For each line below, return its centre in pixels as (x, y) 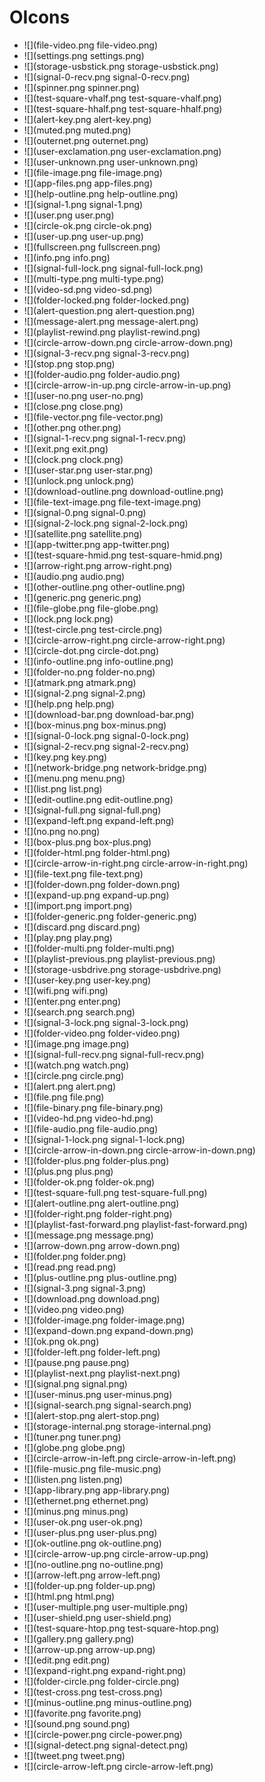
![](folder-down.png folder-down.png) (102, 884)
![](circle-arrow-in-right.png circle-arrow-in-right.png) (136, 863)
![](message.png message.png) (88, 1235)
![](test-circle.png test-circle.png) (93, 629)
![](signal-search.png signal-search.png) (107, 1405)
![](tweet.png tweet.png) (74, 1755)
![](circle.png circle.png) (74, 1075)
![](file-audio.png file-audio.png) (91, 1128)
